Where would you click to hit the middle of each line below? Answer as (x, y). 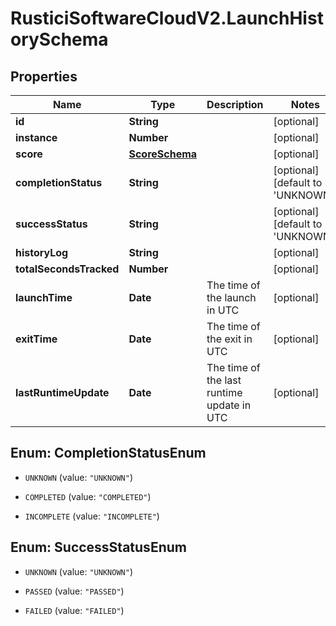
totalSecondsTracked (67, 269)
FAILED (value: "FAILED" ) (74, 610)
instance (36, 137)
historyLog (42, 252)
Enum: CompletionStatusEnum (108, 453)
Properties (44, 76)
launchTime (44, 297)
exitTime (36, 339)
